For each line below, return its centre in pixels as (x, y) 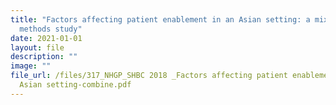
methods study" (51, 29)
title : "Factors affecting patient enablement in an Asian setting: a (160, 19)
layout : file (37, 47)
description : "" (44, 57)
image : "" (31, 66)
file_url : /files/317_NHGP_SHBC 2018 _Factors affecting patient (149, 76)
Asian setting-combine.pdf (75, 85)
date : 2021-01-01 (46, 38)
